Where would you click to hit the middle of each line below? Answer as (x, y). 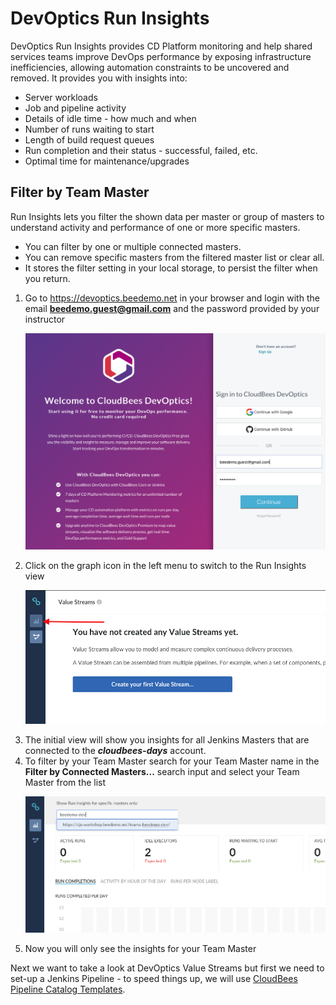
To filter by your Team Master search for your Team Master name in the (172, 761)
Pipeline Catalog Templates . (68, 989)
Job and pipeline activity (75, 108)
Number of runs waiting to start (89, 129)
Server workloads (61, 97)
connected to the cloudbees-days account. (115, 750)
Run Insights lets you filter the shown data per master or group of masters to (167, 216)
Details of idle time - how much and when (110, 118)
